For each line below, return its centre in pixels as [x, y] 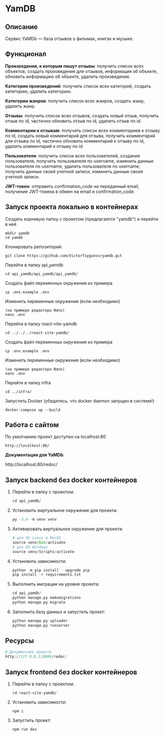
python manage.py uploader [40, 621]
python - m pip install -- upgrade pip [51, 570]
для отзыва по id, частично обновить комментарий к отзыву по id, [75, 141]
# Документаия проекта [28, 652]
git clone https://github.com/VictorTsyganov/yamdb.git [64, 256]
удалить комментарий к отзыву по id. [45, 146]
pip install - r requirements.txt [47, 575]
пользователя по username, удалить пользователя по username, [73, 166]
